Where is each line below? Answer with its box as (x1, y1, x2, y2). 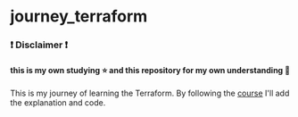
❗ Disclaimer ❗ (10, 38, 69, 51)
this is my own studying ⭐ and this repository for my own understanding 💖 (10, 64, 291, 75)
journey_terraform (10, 6, 148, 27)
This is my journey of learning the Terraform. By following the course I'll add (10, 88, 290, 99)
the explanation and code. (10, 97, 106, 108)
